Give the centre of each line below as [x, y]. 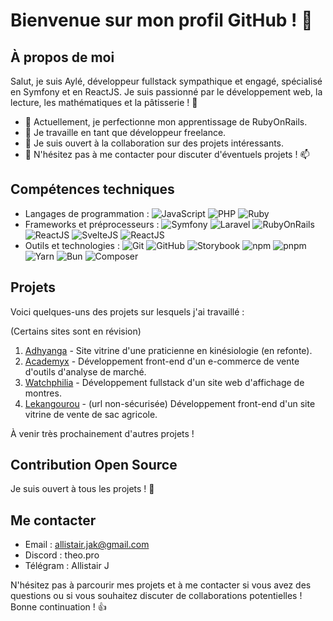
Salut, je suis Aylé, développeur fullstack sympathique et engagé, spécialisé [166, 81]
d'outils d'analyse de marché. [85, 371]
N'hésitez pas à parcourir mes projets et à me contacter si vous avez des [161, 585]
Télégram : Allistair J [67, 566]
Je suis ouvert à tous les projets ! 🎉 [82, 489]
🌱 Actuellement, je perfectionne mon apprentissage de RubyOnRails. [166, 122]
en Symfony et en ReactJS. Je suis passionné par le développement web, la [166, 92]
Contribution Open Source [94, 465]
